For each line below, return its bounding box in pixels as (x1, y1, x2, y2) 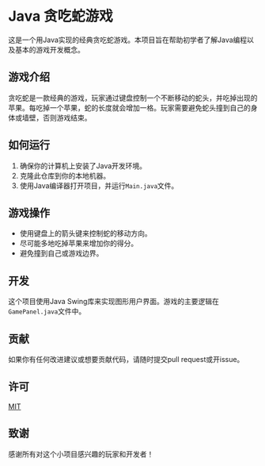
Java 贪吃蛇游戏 (8, 7, 113, 25)
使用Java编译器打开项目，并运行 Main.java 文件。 (19, 180, 179, 191)
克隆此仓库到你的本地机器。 (19, 171, 111, 180)
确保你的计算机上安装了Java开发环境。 (19, 160, 147, 171)
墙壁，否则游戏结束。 (21, 113, 92, 122)
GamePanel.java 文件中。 (8, 306, 86, 316)
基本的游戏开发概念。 (14, 44, 85, 54)
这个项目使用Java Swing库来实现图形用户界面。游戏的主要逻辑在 (8, 297, 219, 306)
